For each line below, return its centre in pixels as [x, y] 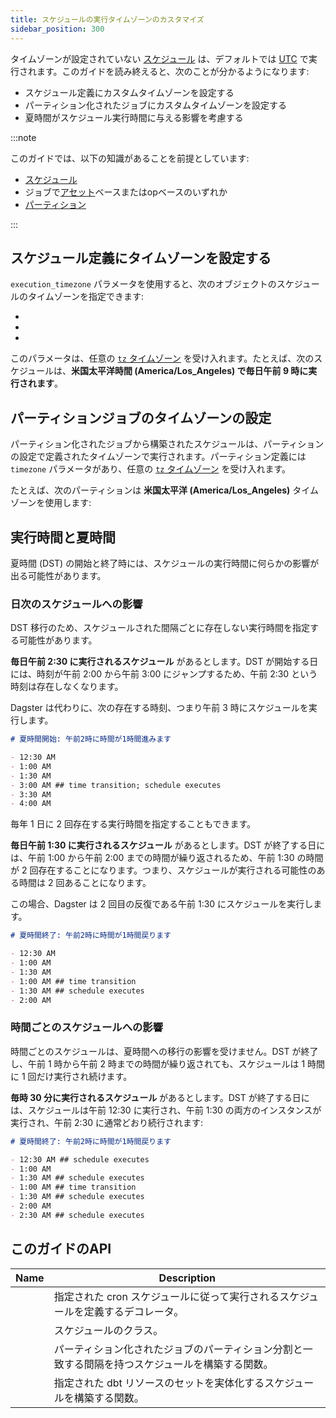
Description [187, 1278]
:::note [23, 137]
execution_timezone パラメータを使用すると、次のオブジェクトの [143, 284]
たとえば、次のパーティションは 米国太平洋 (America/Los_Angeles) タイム [165, 490]
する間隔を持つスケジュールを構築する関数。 [168, 1364]
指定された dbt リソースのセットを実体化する [159, 1383]
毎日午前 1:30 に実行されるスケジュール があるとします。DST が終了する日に [168, 845]
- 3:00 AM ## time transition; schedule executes [116, 785]
